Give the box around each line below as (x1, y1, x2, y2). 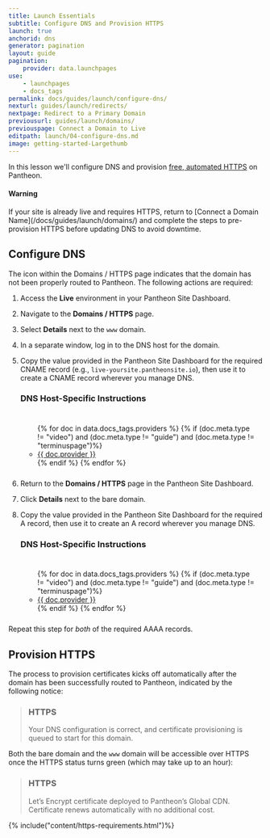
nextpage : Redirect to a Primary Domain (8, 110, 147, 118)
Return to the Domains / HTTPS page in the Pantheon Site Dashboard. (19, 478, 254, 488)
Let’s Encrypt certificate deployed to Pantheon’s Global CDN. (27, 796, 231, 806)
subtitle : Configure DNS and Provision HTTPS (8, 19, 164, 27)
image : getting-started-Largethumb (8, 139, 128, 148)
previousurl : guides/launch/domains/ (8, 117, 135, 125)
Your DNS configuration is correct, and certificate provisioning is (27, 725, 243, 735)
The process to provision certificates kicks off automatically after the (8, 668, 237, 679)
